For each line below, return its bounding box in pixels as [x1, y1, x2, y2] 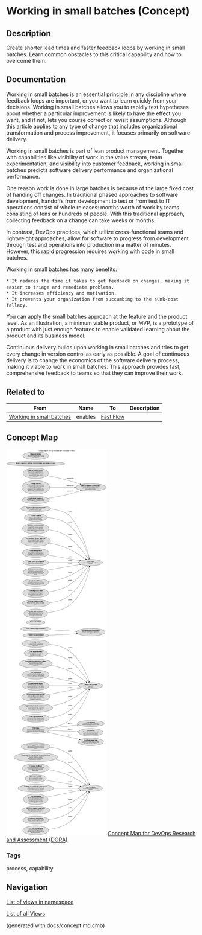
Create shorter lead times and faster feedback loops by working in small [6, 44, 185, 51]
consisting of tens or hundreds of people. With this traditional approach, [6, 210, 185, 217]
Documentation [6, 74, 66, 85]
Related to [6, 387, 45, 397]
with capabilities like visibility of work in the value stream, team [6, 153, 162, 161]
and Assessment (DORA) [6, 836, 68, 843]
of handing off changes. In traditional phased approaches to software [6, 191, 179, 198]
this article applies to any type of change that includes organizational [6, 123, 177, 130]
